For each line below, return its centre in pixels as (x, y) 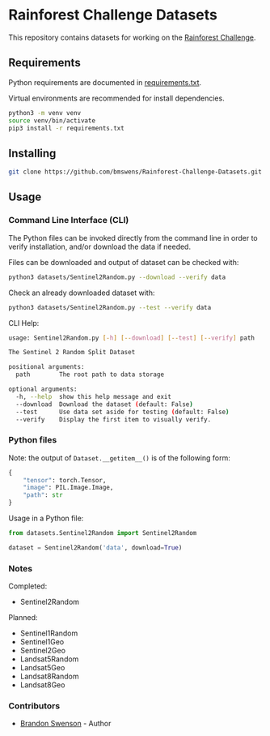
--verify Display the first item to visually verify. (114, 419)
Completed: (28, 586)
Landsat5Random (49, 659)
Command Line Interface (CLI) (69, 220)
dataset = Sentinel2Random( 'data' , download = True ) (95, 548)
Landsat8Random (49, 676)
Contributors (34, 706)
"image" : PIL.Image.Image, (68, 488)
